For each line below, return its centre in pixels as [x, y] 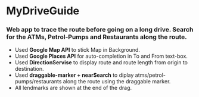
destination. [29, 69]
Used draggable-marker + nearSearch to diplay [74, 75]
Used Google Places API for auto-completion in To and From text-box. [101, 56]
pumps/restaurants [38, 82]
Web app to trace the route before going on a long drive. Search [100, 30]
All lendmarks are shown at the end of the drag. [73, 88]
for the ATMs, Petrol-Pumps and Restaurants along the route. [97, 37]
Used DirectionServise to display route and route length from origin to [101, 62]
